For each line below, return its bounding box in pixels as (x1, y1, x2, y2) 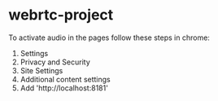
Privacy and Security (20, 57, 91, 67)
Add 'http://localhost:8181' (20, 83, 108, 93)
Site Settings (20, 65, 63, 75)
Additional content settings (20, 74, 111, 84)
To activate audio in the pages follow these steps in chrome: (8, 33, 210, 42)
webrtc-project (8, 6, 114, 24)
